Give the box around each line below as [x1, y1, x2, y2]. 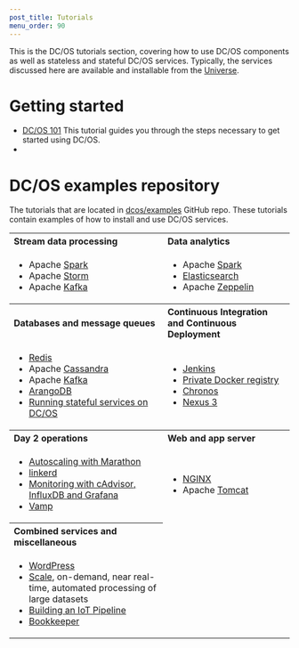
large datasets [28, 593, 89, 605]
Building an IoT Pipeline [28, 604, 126, 617]
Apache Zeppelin [182, 281, 255, 294]
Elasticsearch [182, 270, 239, 282]
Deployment [167, 328, 221, 341]
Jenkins [182, 362, 216, 375]
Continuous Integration [167, 306, 269, 319]
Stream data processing [13, 235, 118, 247]
